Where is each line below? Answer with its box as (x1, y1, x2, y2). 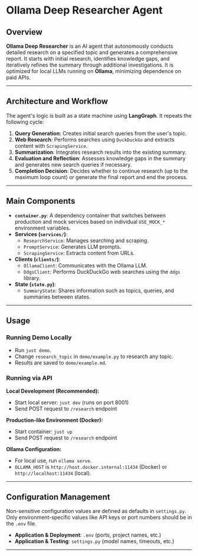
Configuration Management (6, 492, 111, 502)
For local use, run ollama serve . (14, 457, 92, 464)
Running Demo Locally (6, 333, 72, 342)
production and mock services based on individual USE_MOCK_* (14, 218, 166, 225)
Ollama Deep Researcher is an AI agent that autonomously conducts (6, 42, 174, 49)
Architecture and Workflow (6, 97, 108, 107)
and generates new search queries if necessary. (14, 161, 132, 168)
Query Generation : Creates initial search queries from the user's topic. (14, 130, 187, 137)
